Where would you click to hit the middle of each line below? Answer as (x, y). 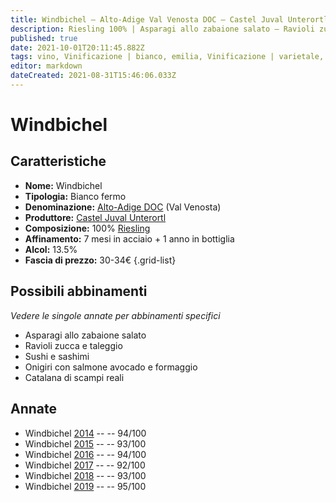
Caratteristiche (58, 161)
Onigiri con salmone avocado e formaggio (111, 367)
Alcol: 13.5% (51, 249)
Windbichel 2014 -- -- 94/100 (85, 433)
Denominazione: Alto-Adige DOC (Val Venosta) (123, 207)
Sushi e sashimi (57, 356)
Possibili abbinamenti (79, 291)
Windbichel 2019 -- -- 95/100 (85, 486)
